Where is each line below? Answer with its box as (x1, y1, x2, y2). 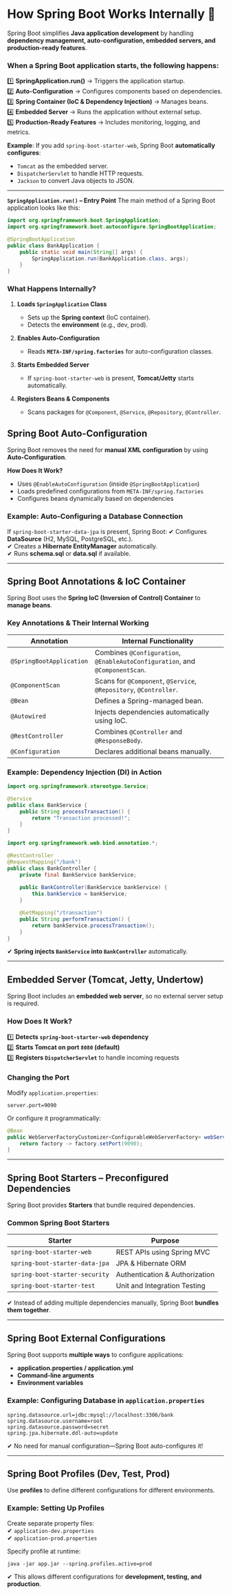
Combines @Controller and (95, 727, 183, 736)
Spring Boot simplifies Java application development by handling (7, 29, 194, 37)
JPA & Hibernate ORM (115, 1259, 187, 1268)
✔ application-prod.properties (7, 1534, 98, 1542)
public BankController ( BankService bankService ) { (19, 884, 168, 891)
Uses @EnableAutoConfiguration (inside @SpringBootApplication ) (16, 480, 200, 488)
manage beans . (7, 601, 53, 610)
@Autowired (10, 712, 46, 720)
